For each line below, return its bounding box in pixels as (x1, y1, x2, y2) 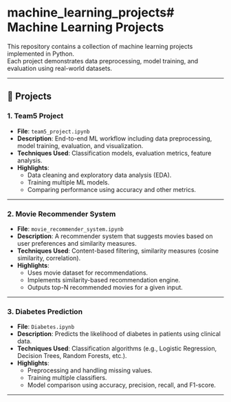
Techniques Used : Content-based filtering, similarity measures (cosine (16, 246, 219, 255)
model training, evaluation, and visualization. (16, 141, 144, 149)
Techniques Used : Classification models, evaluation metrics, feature (16, 149, 212, 157)
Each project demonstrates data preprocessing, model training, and (7, 56, 199, 65)
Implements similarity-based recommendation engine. (27, 275, 181, 284)
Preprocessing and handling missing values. (27, 366, 153, 374)
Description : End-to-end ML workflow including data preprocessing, (16, 134, 212, 142)
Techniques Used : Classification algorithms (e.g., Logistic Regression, (16, 344, 217, 352)
